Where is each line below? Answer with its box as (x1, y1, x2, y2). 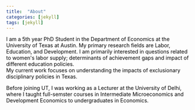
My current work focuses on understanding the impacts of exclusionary (6, 67, 181, 74)
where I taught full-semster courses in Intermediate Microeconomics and (6, 91, 184, 98)
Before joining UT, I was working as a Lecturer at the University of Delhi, (6, 85, 182, 92)
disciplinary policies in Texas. (6, 73, 78, 80)
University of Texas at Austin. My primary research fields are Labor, (6, 42, 171, 49)
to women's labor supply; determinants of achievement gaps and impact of (6, 54, 189, 62)
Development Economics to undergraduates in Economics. (6, 97, 149, 104)
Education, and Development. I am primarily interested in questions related (6, 48, 188, 55)
